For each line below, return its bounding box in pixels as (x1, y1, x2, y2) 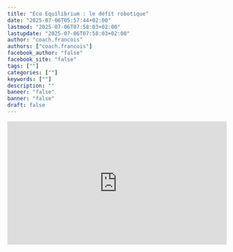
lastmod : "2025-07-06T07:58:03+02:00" (7, 23, 121, 30)
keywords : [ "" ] (7, 75, 52, 83)
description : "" (7, 82, 55, 89)
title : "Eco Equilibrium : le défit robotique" (7, 10, 149, 18)
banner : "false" (7, 95, 55, 102)
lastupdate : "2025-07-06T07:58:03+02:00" (7, 29, 131, 37)
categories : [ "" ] (7, 69, 58, 76)
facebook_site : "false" (7, 56, 77, 63)
